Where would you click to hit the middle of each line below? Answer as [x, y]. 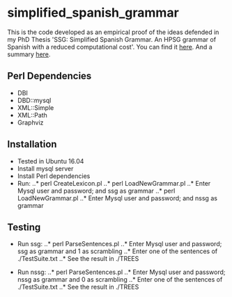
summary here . [29, 54]
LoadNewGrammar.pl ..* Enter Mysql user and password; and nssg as [117, 198]
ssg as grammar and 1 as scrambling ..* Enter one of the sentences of [117, 251]
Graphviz [30, 122]
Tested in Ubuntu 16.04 [51, 161]
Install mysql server [45, 168]
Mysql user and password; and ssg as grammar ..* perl [96, 191]
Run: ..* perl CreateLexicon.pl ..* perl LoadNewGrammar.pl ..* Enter [114, 183]
